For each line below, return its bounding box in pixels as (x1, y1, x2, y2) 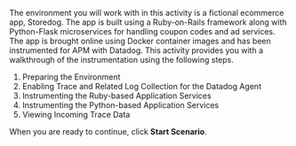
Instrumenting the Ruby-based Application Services (21, 90, 212, 101)
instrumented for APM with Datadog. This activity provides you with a (9, 45, 264, 56)
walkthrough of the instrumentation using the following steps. (9, 55, 234, 65)
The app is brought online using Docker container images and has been (9, 35, 271, 46)
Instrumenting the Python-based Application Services (21, 100, 220, 110)
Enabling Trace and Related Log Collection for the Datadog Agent (21, 81, 262, 91)
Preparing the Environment (21, 72, 121, 82)
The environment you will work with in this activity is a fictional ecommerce (9, 8, 284, 18)
